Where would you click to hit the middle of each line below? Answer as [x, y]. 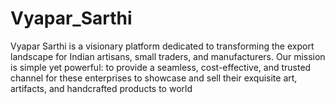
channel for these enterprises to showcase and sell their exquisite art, [154, 78]
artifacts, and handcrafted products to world [101, 88]
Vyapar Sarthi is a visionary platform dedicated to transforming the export [162, 46]
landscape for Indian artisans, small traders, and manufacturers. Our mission [168, 56]
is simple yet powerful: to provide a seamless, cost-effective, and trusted [161, 67]
